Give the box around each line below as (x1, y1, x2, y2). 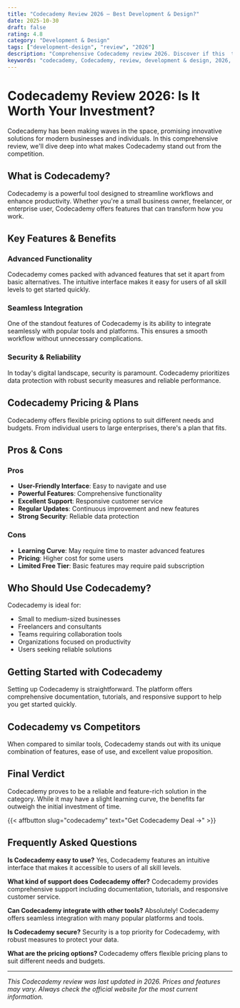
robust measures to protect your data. (7, 935, 119, 944)
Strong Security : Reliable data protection (17, 512, 139, 521)
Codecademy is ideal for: (7, 601, 81, 609)
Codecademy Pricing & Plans (7, 397, 139, 409)
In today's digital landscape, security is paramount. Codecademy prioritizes (7, 369, 230, 377)
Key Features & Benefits (7, 232, 116, 244)
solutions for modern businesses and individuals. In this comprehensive (7, 134, 219, 143)
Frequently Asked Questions (7, 837, 138, 849)
